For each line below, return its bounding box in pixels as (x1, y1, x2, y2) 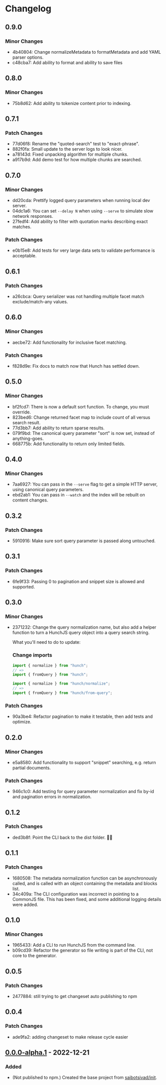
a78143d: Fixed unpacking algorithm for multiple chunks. (12, 151, 129, 157)
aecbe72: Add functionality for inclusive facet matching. (12, 339, 127, 345)
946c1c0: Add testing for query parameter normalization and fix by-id (12, 789, 155, 794)
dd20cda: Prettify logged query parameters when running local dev (12, 197, 150, 203)
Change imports (12, 652, 53, 659)
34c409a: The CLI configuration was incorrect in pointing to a (12, 891, 139, 897)
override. (12, 409, 31, 415)
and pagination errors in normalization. (12, 794, 92, 800)
